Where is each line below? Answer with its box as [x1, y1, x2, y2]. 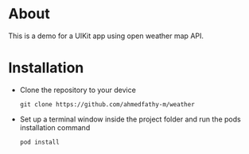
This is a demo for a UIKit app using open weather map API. [8, 31, 204, 40]
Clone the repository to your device [19, 85, 137, 94]
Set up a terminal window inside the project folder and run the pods [19, 114, 241, 124]
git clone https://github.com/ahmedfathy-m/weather [19, 100, 195, 108]
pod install [19, 138, 60, 146]
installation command [19, 122, 91, 132]
